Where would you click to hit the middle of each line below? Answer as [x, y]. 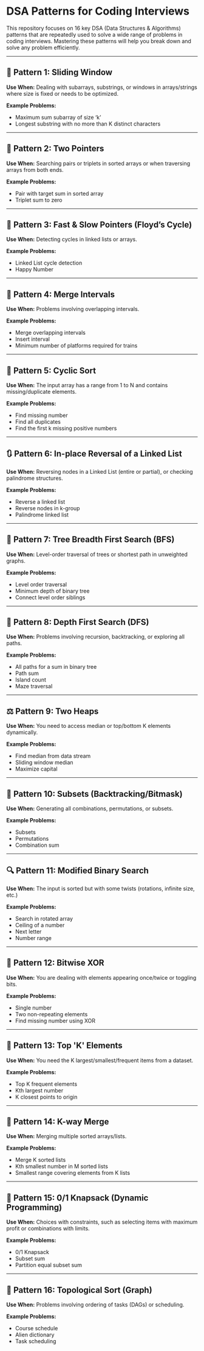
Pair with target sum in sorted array [59, 193]
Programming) [34, 1207]
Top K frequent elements [46, 1084]
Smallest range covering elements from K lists [73, 1173]
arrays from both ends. [35, 169]
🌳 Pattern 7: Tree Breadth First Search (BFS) [90, 540]
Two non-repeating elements [51, 1014]
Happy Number [34, 269]
